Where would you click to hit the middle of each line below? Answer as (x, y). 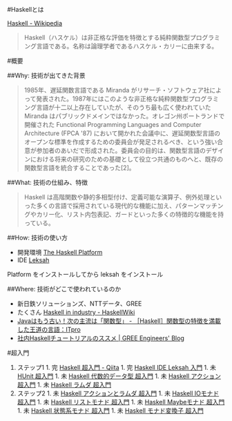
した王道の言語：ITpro (49, 330)
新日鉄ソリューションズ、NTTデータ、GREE (79, 304)
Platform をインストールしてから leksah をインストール (85, 274)
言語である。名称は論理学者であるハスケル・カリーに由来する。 (127, 46)
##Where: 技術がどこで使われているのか (64, 289)
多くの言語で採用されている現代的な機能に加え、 (106, 206)
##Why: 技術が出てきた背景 (47, 75)
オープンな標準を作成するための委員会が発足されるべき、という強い (120, 142)
